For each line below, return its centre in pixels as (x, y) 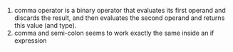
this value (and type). (45, 25)
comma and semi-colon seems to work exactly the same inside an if (114, 33)
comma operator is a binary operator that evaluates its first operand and (120, 10)
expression (30, 41)
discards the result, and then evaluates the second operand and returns (119, 18)
